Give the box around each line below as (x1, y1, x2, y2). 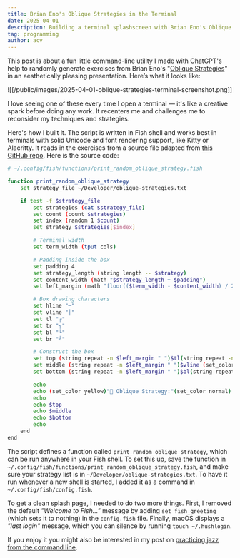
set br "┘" (33, 335, 66, 343)
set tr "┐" (33, 322, 66, 329)
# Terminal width (33, 237, 84, 244)
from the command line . (7, 543, 78, 552)
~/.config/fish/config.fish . (7, 485, 93, 493)
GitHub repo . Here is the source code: (7, 151, 119, 160)
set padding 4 (33, 263, 75, 270)
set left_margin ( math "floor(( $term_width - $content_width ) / (33, 283, 229, 290)
